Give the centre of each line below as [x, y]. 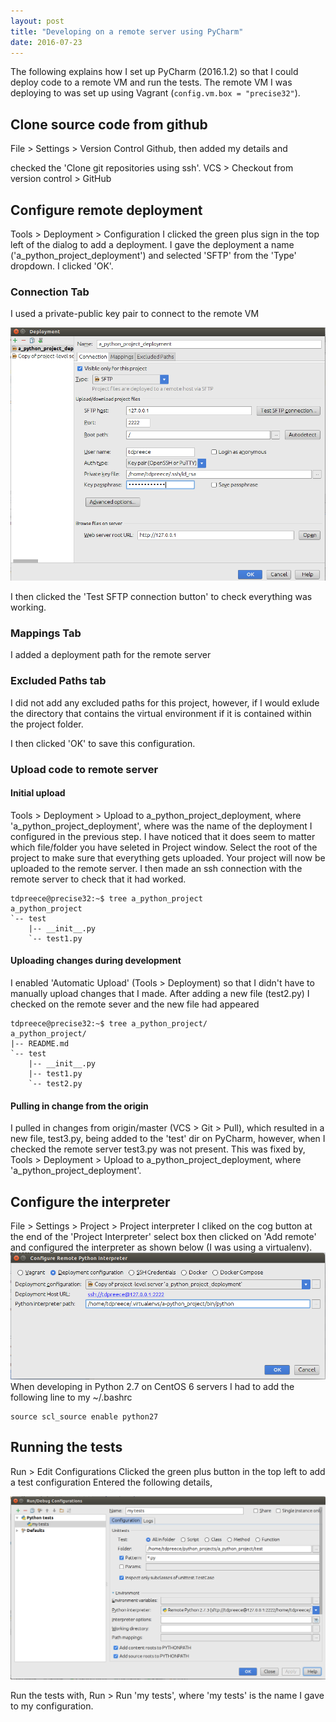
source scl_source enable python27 [84, 1416]
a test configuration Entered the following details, [111, 1482]
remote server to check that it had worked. [98, 879]
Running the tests [66, 1447]
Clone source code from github [109, 124]
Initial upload [38, 793]
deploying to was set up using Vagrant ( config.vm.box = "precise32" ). [155, 93]
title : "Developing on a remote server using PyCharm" [127, 31]
